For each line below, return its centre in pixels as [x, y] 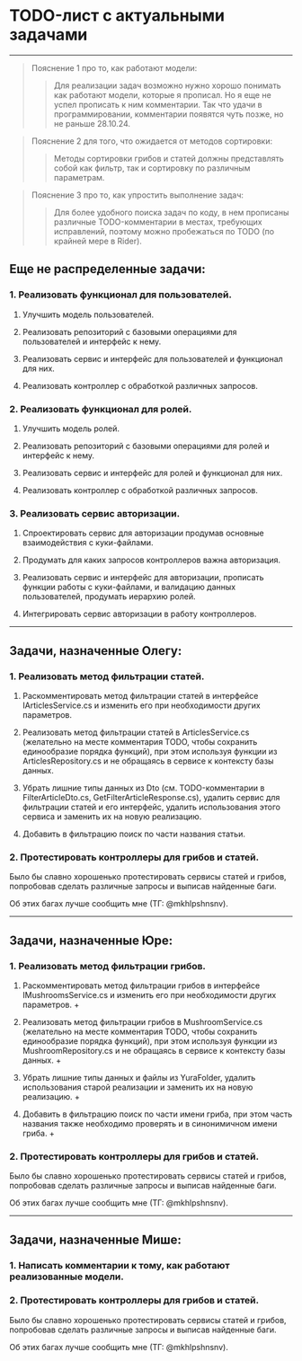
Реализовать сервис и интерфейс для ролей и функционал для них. [152, 473]
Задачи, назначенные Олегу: [96, 651]
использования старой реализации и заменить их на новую [138, 1087]
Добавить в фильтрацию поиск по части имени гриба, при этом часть [157, 1114]
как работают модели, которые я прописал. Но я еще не [162, 94]
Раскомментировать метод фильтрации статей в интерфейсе [140, 695]
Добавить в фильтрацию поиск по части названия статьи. [133, 834]
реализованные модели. [67, 1277]
